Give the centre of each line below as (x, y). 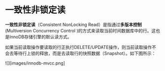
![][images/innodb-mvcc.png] (35, 63)
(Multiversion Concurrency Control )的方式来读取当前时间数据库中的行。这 (81, 30)
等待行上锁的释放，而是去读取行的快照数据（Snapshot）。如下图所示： (85, 53)
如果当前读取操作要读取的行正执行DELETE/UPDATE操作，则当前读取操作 (79, 47)
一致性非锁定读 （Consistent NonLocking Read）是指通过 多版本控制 (73, 24)
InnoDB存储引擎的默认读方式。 (40, 37)
